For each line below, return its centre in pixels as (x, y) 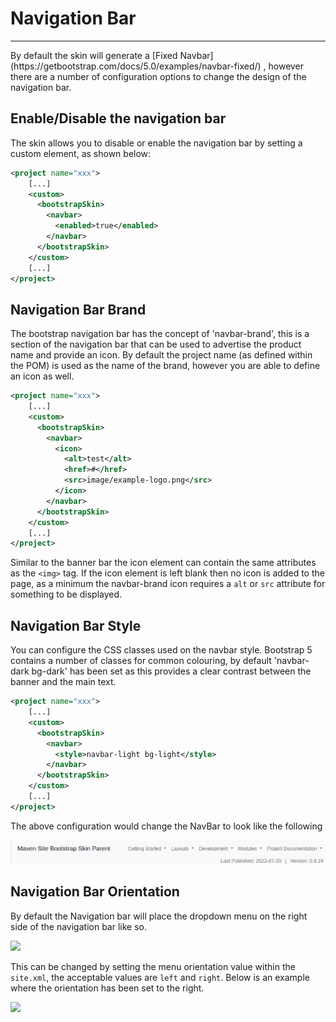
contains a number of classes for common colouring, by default (141, 661)
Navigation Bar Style (76, 625)
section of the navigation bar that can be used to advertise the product (156, 344)
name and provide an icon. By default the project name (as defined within (161, 355)
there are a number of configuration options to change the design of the (158, 76)
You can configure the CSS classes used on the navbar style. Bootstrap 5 (161, 650)
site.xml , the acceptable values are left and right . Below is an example (160, 977)
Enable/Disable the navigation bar (118, 118)
